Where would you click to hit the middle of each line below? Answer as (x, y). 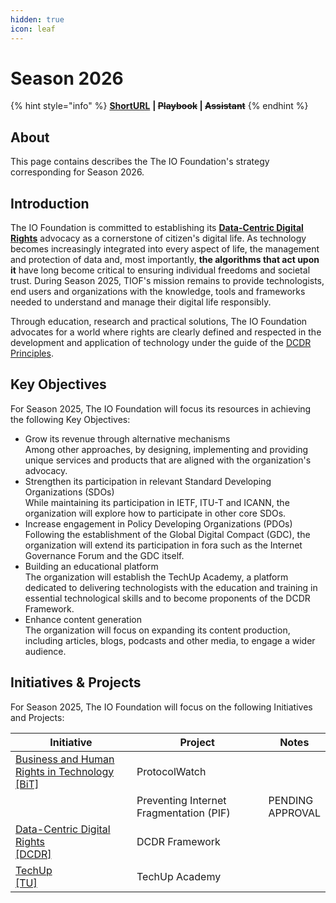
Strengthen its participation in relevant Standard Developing (148, 481)
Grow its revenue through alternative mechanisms (127, 438)
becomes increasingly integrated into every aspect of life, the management (165, 249)
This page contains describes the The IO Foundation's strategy (140, 162)
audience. (45, 651)
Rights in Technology (65, 771)
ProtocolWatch (171, 771)
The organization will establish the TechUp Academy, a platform (156, 577)
